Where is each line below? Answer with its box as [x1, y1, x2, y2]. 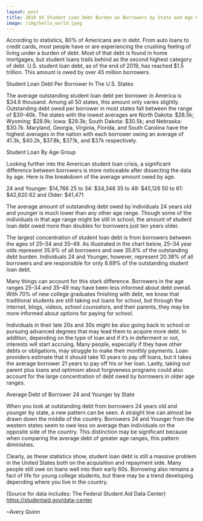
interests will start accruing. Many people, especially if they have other [6, 340, 182, 348]
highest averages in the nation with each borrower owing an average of [6, 130, 184, 138]
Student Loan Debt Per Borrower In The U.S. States [6, 80, 134, 88]
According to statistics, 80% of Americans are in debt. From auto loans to [6, 37, 189, 44]
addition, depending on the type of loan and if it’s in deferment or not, [6, 334, 179, 342]
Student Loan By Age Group [6, 149, 76, 156]
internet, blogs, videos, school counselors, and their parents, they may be [6, 303, 190, 311]
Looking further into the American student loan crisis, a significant [6, 161, 171, 168]
